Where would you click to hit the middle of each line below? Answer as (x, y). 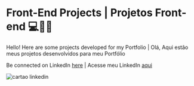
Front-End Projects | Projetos (80, 13)
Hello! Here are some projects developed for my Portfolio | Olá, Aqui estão (97, 47)
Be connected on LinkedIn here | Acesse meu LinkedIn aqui (79, 65)
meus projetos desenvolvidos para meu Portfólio (66, 53)
